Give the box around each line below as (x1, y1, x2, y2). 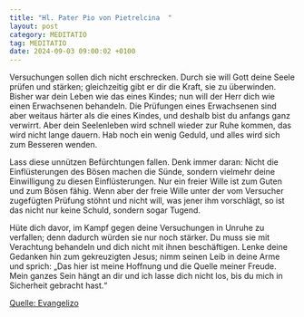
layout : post (9, 22, 59, 31)
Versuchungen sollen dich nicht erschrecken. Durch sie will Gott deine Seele (9, 72, 295, 82)
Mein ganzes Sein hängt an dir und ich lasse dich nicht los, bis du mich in (9, 271, 283, 282)
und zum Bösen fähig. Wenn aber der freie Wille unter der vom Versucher (9, 186, 284, 197)
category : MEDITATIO (9, 30, 88, 39)
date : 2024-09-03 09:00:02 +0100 (9, 47, 136, 56)
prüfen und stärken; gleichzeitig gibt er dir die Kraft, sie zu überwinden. (9, 82, 277, 92)
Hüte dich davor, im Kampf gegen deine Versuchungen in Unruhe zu (9, 223, 265, 234)
